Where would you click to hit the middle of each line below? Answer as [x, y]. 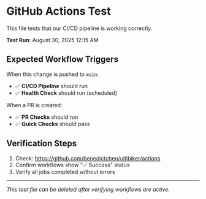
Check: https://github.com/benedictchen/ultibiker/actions [88, 158]
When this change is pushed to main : [53, 74]
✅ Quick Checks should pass [52, 124]
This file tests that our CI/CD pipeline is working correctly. [79, 28]
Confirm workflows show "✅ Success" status [72, 165]
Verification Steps [42, 144]
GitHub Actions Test [59, 11]
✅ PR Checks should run [47, 117]
